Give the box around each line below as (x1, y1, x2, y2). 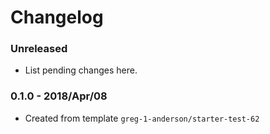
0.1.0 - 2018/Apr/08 (10, 89, 108, 103)
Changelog (10, 6, 104, 29)
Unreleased (10, 42, 68, 56)
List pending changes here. (24, 64, 138, 76)
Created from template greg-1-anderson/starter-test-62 (24, 112, 260, 124)
